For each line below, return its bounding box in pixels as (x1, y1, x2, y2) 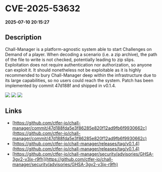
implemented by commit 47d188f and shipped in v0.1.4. (5, 83, 116, 88)
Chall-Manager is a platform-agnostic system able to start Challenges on (5, 46, 152, 52)
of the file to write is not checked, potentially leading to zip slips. (5, 57, 135, 63)
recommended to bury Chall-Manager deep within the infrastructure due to (5, 72, 157, 78)
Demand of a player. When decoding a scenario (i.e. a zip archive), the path (5, 51, 158, 57)
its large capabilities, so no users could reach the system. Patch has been (5, 77, 154, 83)
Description (5, 33, 42, 42)
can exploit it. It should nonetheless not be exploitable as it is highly (5, 67, 141, 73)
